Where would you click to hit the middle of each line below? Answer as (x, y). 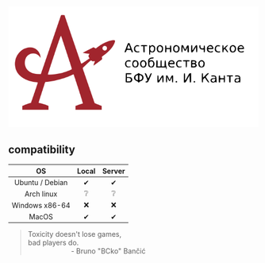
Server (113, 171)
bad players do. (53, 243)
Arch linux (41, 194)
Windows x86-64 (41, 205)
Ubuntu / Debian (41, 182)
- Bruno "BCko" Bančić (108, 251)
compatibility (42, 149)
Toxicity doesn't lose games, (74, 234)
